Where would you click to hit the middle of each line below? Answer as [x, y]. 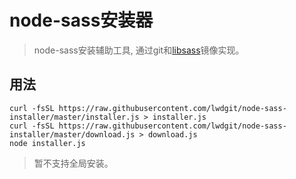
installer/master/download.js [72, 134]
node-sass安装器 [81, 20]
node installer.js [47, 143]
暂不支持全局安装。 [73, 163]
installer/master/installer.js [74, 117]
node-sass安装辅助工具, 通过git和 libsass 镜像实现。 [139, 50]
